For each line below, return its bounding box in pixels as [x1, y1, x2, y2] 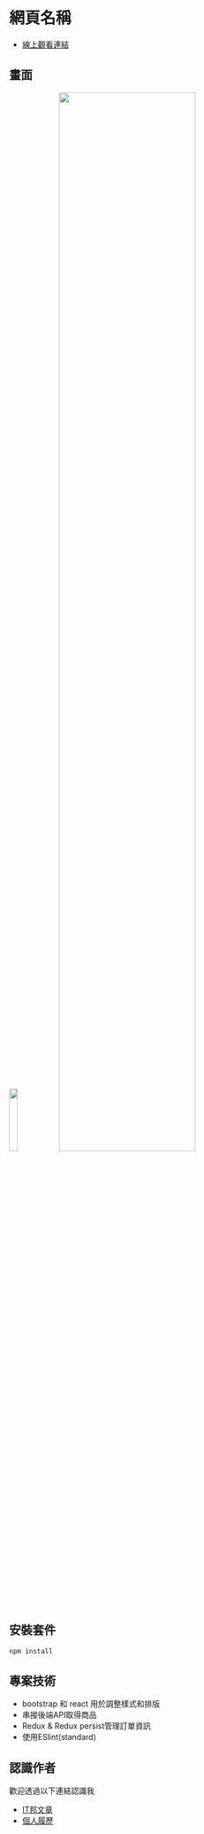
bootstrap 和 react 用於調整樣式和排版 [21, 1698, 161, 1709]
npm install [9, 1646, 53, 1656]
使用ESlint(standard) [21, 1732, 97, 1743]
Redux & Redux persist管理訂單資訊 [21, 1721, 152, 1731]
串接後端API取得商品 [21, 1710, 97, 1721]
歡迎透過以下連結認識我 [9, 1785, 94, 1796]
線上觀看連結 [21, 39, 69, 50]
